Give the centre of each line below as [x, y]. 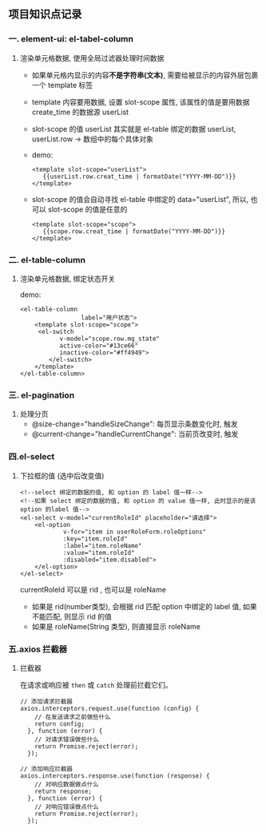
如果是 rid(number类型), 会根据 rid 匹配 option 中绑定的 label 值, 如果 [144, 606]
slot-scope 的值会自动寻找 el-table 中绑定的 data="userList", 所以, [140, 199]
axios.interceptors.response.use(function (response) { [115, 776]
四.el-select [32, 457]
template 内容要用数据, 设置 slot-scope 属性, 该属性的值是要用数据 [141, 101]
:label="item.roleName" [102, 545]
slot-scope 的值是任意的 [87, 209]
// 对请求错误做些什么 [67, 739]
